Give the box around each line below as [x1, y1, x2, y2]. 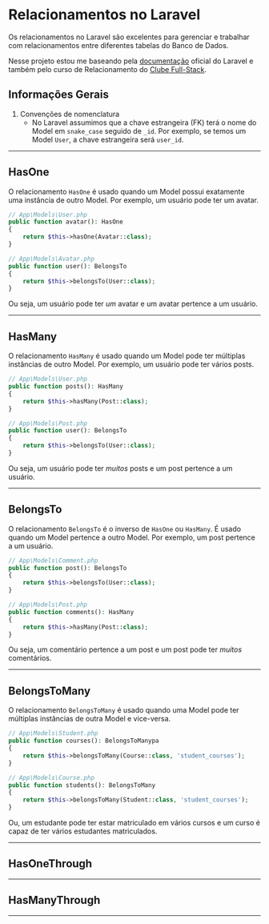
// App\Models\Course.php [8, 773, 94, 781]
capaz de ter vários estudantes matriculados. [8, 826, 158, 836]
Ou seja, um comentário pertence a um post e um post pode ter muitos [8, 645, 243, 654]
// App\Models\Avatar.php [8, 255, 94, 263]
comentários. [8, 653, 52, 663]
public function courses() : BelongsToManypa [8, 737, 159, 745]
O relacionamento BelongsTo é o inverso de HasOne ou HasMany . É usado [8, 524, 242, 533]
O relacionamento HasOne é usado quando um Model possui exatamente [8, 187, 245, 196]
